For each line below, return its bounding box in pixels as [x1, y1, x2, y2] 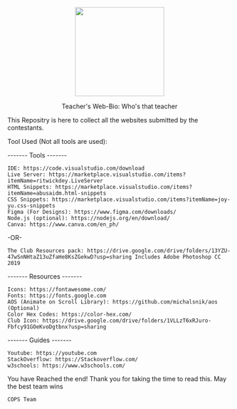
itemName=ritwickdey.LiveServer [7, 177, 103, 185]
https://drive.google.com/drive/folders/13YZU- [86, 247, 231, 254]
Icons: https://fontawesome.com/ [7, 286, 107, 293]
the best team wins [7, 382, 63, 390]
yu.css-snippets [7, 202, 56, 209]
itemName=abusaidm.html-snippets [7, 190, 107, 197]
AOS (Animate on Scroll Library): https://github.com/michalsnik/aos [7, 299, 218, 306]
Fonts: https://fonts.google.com [7, 292, 107, 299]
